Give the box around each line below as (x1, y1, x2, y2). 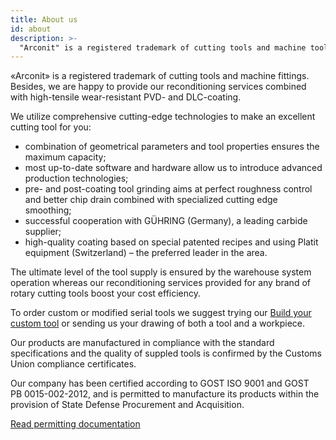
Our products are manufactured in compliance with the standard (10, 337, 275, 349)
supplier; (24, 226, 62, 238)
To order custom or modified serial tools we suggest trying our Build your (10, 307, 312, 319)
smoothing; (24, 204, 72, 216)
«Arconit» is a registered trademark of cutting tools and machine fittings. (10, 70, 310, 82)
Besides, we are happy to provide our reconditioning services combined (10, 81, 307, 93)
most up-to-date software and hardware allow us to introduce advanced (24, 162, 323, 174)
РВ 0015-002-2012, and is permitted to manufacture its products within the (10, 388, 320, 400)
